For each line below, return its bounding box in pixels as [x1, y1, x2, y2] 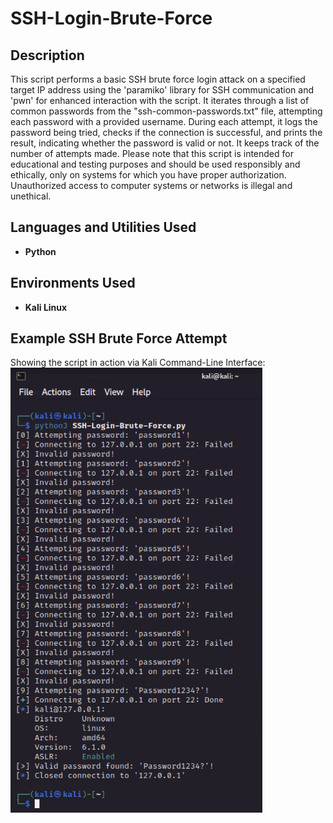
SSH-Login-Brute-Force [10, 7, 213, 30]
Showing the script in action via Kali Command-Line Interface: [10, 357, 266, 369]
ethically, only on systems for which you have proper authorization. [10, 169, 287, 181]
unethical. [10, 190, 52, 202]
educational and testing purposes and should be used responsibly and [10, 158, 301, 170]
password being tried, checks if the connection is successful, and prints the [10, 127, 323, 138]
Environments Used [10, 275, 136, 292]
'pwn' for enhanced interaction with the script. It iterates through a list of [10, 95, 310, 106]
